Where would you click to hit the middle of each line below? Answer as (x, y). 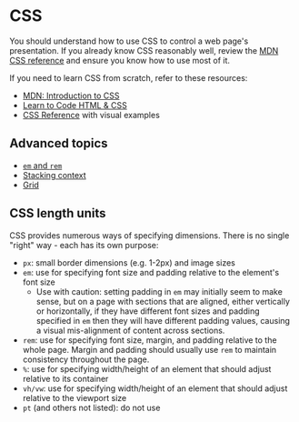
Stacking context (54, 175)
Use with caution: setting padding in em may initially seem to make (159, 291)
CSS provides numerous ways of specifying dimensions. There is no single (149, 235)
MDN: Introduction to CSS (71, 95)
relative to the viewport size (75, 397)
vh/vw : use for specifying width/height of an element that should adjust (155, 388)
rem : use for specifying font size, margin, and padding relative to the (149, 340)
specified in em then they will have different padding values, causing (163, 320)
